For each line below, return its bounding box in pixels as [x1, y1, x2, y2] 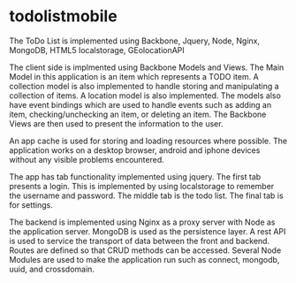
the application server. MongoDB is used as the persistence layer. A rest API [9, 226, 286, 236]
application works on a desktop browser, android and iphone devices [9, 144, 261, 156]
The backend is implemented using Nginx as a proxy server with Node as [9, 217, 276, 227]
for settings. [9, 199, 53, 210]
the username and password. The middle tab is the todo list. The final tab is [9, 190, 285, 201]
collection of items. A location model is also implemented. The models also [9, 90, 281, 101]
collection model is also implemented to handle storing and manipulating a [9, 80, 280, 91]
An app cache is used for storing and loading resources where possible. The [9, 135, 288, 146]
